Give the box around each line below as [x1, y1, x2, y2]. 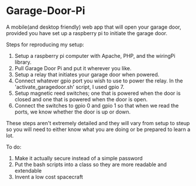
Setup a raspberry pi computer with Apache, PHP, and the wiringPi [14, 52, 176, 59]
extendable [14, 167, 42, 174]
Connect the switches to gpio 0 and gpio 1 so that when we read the [14, 102, 179, 109]
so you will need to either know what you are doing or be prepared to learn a [6, 126, 191, 133]
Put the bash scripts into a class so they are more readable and [14, 161, 167, 168]
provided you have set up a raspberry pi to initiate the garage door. [6, 29, 168, 36]
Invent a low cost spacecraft [14, 173, 83, 180]
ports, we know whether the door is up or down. [14, 108, 131, 115]
